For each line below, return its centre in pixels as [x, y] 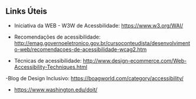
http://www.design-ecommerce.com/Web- [135, 60]
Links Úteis [27, 11]
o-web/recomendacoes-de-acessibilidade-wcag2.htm [80, 49]
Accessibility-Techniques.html [51, 67]
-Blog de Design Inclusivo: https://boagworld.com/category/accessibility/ [94, 78]
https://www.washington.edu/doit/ [56, 90]
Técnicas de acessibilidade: [48, 60]
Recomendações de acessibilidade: [57, 37]
